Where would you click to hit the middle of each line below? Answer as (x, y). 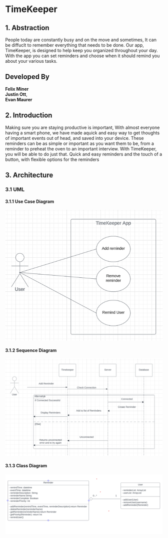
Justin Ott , (16, 94)
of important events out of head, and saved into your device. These (74, 138)
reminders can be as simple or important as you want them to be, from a (79, 143)
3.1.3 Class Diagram (26, 465)
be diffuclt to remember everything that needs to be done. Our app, (74, 45)
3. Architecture (29, 175)
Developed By (27, 77)
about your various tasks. (31, 61)
